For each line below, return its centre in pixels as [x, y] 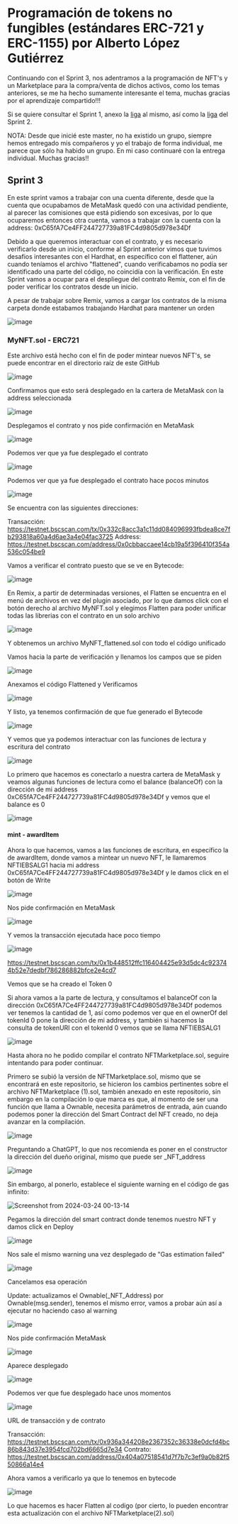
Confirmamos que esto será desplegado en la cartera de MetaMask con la [116, 391]
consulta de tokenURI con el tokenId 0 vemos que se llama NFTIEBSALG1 [114, 1028]
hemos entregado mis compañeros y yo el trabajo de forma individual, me [115, 143]
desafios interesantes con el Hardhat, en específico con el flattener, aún [112, 256]
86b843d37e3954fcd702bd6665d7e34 [65, 1450]
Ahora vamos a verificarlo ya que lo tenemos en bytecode [92, 1478]
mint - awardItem [33, 834]
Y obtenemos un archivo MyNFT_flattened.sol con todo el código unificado [117, 643]
